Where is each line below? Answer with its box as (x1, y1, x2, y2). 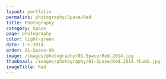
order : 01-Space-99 (6, 48, 55, 53)
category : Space (6, 25, 46, 31)
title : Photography (6, 20, 55, 26)
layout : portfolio (6, 8, 52, 15)
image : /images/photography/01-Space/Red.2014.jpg (6, 53, 134, 59)
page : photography (6, 31, 52, 37)
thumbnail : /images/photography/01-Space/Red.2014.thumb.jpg (6, 58, 161, 64)
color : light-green (6, 36, 55, 42)
